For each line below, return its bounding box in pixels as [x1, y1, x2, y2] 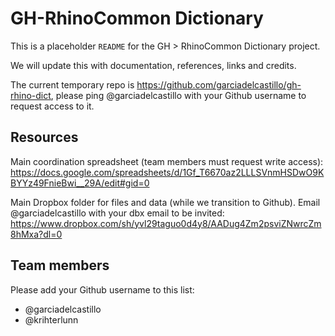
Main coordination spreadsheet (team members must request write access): [10, 155, 324, 167]
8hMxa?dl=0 [10, 228, 63, 240]
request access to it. [10, 100, 95, 112]
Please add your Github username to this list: [10, 283, 195, 296]
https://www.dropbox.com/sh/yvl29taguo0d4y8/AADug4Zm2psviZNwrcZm [10, 217, 322, 229]
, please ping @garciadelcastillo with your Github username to [50, 89, 307, 101]
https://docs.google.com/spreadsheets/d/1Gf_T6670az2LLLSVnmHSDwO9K [10, 166, 325, 178]
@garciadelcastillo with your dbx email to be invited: [10, 207, 225, 219]
